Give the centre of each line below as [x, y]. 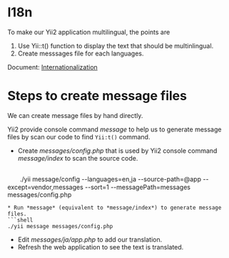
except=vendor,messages [45, 187]
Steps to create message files [97, 96]
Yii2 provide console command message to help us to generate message [114, 129]
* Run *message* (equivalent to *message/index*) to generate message [114, 208]
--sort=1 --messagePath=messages [138, 187]
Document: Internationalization [52, 67]
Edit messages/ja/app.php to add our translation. [90, 240]
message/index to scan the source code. [78, 158]
